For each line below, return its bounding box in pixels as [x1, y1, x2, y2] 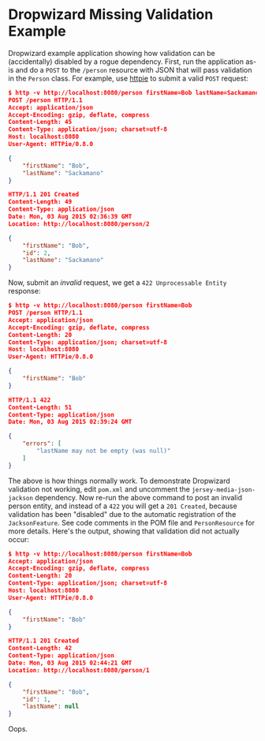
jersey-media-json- [192, 485, 256, 494]
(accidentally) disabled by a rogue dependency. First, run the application [8, 57, 244, 66]
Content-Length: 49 [8, 198, 73, 206]
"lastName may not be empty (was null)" [36, 447, 171, 455]
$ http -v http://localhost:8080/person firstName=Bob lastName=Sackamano [8, 88, 259, 96]
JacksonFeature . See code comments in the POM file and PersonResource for [8, 518, 255, 527]
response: [8, 286, 41, 296]
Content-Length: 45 [8, 118, 73, 126]
